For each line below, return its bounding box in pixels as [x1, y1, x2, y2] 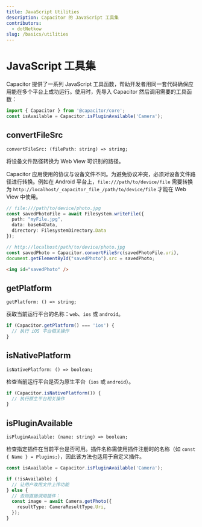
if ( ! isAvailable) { [6, 476, 58, 482]
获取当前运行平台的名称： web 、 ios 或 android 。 [6, 310, 124, 318]
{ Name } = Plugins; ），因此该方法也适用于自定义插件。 [6, 453, 145, 460]
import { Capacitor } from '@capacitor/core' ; [6, 108, 125, 114]
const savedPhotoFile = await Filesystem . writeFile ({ [6, 211, 145, 217]
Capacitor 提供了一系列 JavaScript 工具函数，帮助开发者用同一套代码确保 [6, 80, 189, 88]
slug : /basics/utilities [6, 31, 69, 38]
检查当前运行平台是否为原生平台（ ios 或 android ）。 [6, 378, 134, 385]
